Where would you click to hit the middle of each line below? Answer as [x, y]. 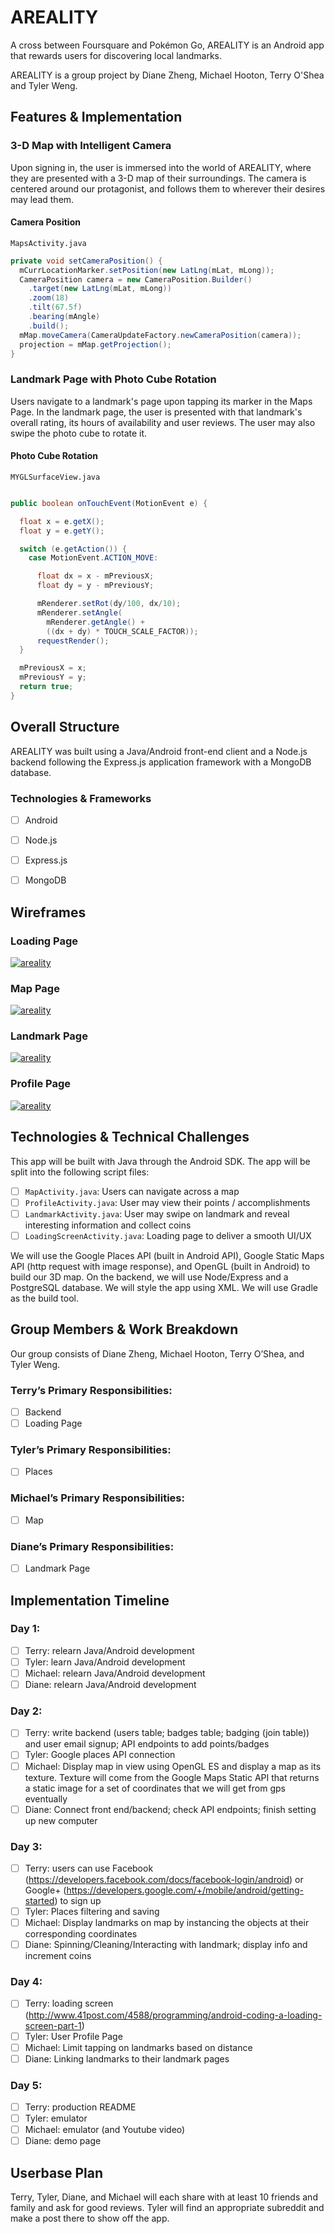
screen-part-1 [53, 2025]
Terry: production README [80, 2107]
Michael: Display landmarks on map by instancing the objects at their [167, 1923]
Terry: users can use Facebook [89, 1868]
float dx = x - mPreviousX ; [95, 576]
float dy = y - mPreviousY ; [95, 586]
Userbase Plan [56, 2172]
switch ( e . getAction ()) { [73, 549]
